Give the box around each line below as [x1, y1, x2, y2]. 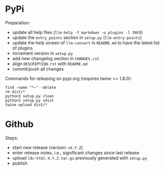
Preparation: [5, 20, 31, 26]
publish [12, 160, 28, 166]
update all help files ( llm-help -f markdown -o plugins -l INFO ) [12, 29, 143, 35]
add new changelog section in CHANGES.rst [12, 55, 100, 61]
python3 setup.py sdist [5, 98, 54, 103]
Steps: [5, 135, 18, 141]
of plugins [12, 45, 33, 51]
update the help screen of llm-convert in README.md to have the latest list [12, 39, 160, 45]
